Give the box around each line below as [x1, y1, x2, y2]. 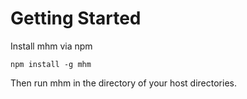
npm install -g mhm [10, 59, 92, 69]
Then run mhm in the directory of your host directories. [10, 77, 237, 89]
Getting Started [10, 7, 142, 30]
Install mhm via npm [10, 40, 93, 52]
